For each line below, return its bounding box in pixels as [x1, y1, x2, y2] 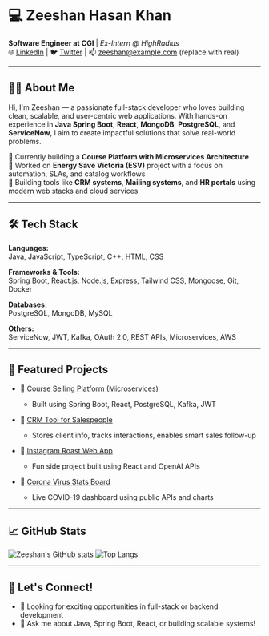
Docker [8, 284, 33, 293]
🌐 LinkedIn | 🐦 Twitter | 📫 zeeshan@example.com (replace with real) [8, 47, 239, 57]
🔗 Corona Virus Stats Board [19, 477, 110, 487]
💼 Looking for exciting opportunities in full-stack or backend [19, 602, 219, 611]
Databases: [8, 300, 48, 309]
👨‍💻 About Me [8, 81, 75, 95]
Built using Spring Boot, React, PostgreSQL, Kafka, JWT [31, 400, 216, 409]
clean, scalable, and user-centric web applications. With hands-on [8, 111, 228, 120]
